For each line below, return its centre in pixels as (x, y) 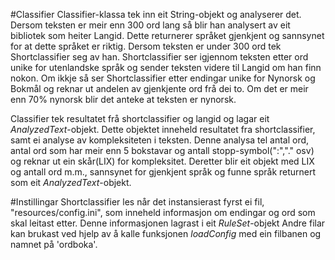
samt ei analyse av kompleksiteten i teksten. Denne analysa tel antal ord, (160, 140)
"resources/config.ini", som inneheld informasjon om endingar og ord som (163, 212)
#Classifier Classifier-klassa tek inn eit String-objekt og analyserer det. (156, 14)
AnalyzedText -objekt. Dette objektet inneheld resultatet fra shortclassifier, (163, 129)
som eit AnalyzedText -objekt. (71, 182)
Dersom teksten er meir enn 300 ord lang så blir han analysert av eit (150, 25)
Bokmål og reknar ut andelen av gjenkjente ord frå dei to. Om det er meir (159, 88)
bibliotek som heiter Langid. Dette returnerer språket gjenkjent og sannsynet (167, 35)
